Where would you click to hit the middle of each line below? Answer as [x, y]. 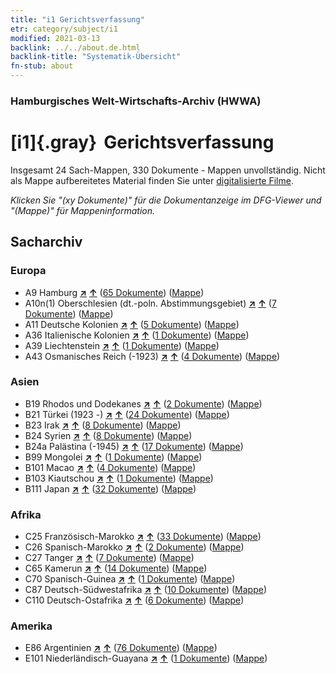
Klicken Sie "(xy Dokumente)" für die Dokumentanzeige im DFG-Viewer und [166, 200]
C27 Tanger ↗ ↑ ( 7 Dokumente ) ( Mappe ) [109, 558]
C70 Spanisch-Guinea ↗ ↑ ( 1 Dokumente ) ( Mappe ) [130, 579]
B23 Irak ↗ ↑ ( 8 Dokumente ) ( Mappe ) [103, 425]
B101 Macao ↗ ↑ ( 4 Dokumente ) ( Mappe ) [110, 467]
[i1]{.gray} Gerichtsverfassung [142, 142]
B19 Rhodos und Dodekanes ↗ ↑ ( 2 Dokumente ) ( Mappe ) [143, 403]
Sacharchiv [46, 242]
